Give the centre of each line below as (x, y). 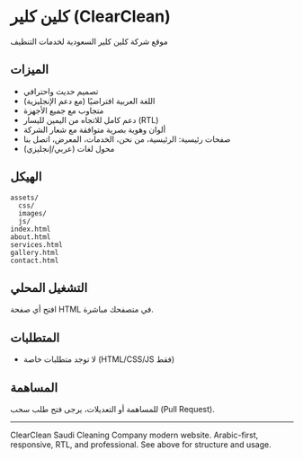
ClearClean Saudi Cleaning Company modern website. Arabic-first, (134, 435)
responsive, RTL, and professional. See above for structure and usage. (141, 445)
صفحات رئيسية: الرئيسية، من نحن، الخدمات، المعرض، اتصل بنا (127, 139)
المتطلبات (35, 337)
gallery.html (35, 252)
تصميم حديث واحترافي (61, 91)
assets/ (25, 198)
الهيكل (26, 177)
